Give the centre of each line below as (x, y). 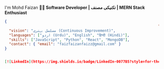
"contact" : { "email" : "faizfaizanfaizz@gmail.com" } (65, 44)
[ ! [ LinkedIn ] (18, 62)
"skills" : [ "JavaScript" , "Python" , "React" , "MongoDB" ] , (70, 40)
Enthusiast (16, 13)
